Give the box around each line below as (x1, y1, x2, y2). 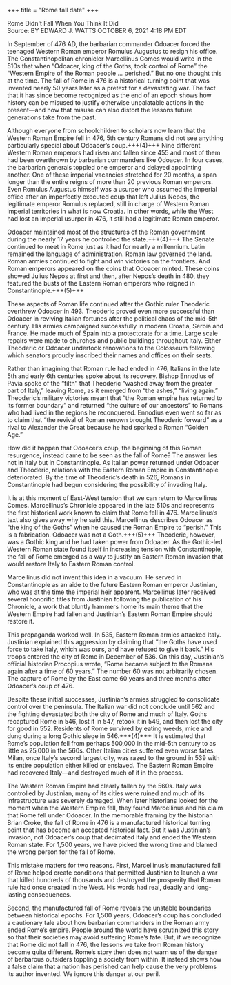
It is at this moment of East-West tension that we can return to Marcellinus (7, 494, 217, 502)
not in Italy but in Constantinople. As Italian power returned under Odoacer (7, 459, 219, 466)
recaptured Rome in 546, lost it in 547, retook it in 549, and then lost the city (7, 717, 223, 725)
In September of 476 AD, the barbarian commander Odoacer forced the (7, 40, 210, 48)
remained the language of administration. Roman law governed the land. (7, 250, 212, 258)
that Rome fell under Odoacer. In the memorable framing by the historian (7, 811, 213, 819)
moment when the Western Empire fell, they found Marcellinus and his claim (7, 804, 223, 812)
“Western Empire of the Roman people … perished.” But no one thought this (7, 69, 222, 77)
